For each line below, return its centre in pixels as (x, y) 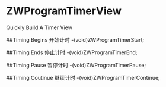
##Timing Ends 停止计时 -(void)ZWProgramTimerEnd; (72, 52)
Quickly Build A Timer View (39, 27)
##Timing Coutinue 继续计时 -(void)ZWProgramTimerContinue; (83, 77)
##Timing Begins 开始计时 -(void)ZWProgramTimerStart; (75, 39)
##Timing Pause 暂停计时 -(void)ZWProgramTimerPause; (76, 65)
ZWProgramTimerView (64, 11)
